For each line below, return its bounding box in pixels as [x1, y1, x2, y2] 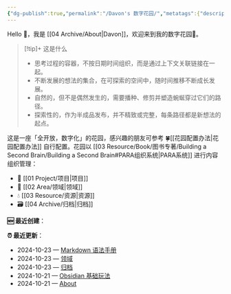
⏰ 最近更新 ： [7, 231, 44, 239]
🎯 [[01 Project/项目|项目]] [16, 174, 89, 182]
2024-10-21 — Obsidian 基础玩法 [16, 271, 111, 280]
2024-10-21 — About [16, 279, 77, 287]
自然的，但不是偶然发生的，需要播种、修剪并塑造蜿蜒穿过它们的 [34, 93, 215, 102]
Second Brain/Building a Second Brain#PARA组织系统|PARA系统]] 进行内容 [7, 150, 219, 159]
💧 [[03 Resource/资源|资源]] [16, 191, 95, 199]
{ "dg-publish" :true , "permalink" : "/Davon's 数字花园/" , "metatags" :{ [7, 10, 201, 17]
